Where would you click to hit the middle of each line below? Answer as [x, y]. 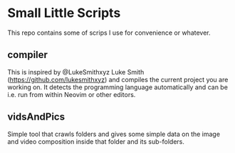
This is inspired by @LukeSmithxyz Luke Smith [76, 72]
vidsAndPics [36, 117]
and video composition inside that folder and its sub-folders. [96, 141]
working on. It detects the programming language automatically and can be [117, 87]
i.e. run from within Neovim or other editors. [72, 94]
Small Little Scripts [64, 13]
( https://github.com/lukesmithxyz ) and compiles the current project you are [118, 79]
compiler [28, 55]
